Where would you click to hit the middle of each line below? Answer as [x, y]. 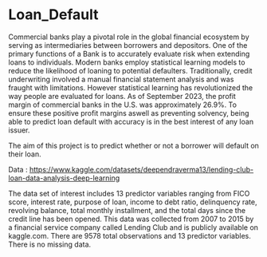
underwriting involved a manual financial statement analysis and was [121, 79]
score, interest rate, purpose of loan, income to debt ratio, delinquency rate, [133, 202]
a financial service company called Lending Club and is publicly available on [133, 227]
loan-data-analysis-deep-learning [64, 178]
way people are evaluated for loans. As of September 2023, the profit [122, 96]
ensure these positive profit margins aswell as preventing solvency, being [129, 113]
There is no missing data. [50, 244]
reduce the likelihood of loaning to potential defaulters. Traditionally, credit [130, 70]
